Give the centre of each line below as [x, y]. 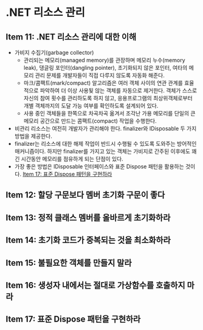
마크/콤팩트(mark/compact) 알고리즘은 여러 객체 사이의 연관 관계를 [103, 83]
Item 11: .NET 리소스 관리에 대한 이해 [71, 37]
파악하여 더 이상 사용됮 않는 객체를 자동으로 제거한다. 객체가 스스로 [119, 91]
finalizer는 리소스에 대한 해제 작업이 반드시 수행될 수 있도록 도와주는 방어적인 [105, 144]
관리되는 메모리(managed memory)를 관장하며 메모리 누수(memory [105, 60]
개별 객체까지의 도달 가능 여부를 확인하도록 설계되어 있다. [91, 106]
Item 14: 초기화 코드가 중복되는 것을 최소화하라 [88, 240]
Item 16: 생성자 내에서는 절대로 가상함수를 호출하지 [95, 285]
